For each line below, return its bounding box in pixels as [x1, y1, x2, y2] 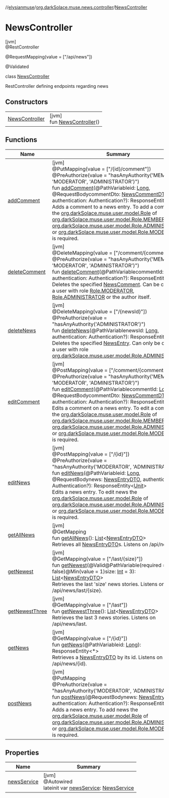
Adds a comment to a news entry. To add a [52, 203, 153, 210]
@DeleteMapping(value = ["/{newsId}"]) [52, 308, 147, 315]
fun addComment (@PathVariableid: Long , [52, 184, 150, 191]
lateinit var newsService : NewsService [43, 784, 134, 791]
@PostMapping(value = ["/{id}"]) [52, 450, 130, 457]
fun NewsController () [49, 118, 100, 125]
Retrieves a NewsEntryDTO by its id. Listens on [52, 654, 163, 661]
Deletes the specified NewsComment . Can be [52, 281, 160, 288]
